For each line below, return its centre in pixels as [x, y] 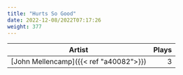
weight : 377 [24, 26]
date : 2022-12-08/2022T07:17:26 [54, 20]
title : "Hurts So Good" [42, 14]
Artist [79, 50]
